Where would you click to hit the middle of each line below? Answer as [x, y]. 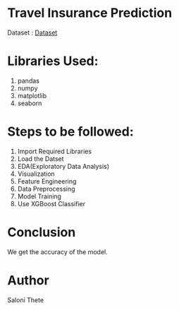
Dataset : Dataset [32, 32]
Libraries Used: [53, 61]
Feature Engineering [47, 181]
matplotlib [32, 95]
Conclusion [42, 232]
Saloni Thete [26, 300]
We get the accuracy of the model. [57, 251]
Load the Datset [41, 159]
